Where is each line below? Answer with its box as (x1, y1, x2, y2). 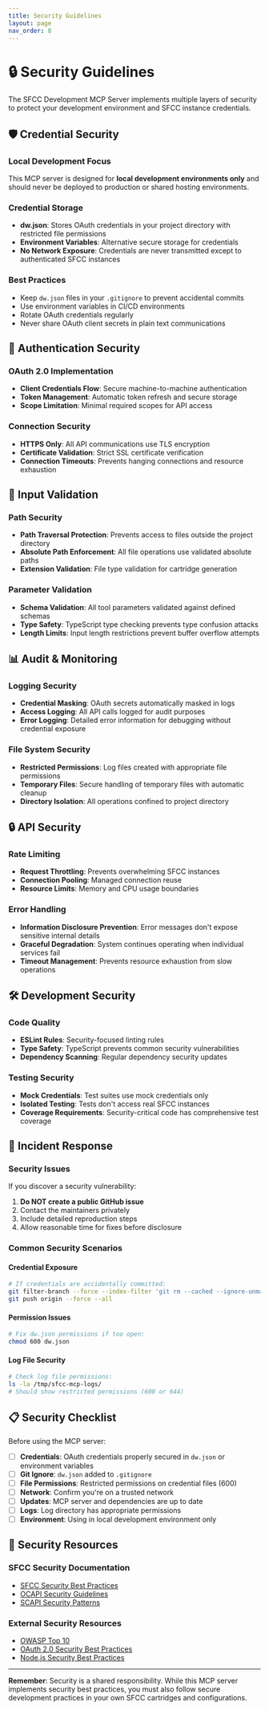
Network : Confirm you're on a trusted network (19, 1487, 175, 1497)
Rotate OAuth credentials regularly (19, 309, 134, 319)
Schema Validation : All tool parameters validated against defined (19, 602, 236, 612)
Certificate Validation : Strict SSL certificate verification (19, 447, 204, 457)
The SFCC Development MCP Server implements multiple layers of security (8, 95, 258, 104)
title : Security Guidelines (8, 11, 102, 20)
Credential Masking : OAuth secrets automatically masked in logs (19, 698, 235, 708)
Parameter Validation (8, 584, 92, 596)
